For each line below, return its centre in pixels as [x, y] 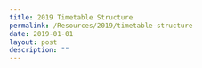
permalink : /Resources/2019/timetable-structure [101, 26]
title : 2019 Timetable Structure [71, 17]
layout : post [33, 42]
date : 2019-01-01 [41, 34]
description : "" [39, 50]
